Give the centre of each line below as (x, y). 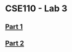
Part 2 (15, 43)
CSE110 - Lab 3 (36, 9)
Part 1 (14, 27)
